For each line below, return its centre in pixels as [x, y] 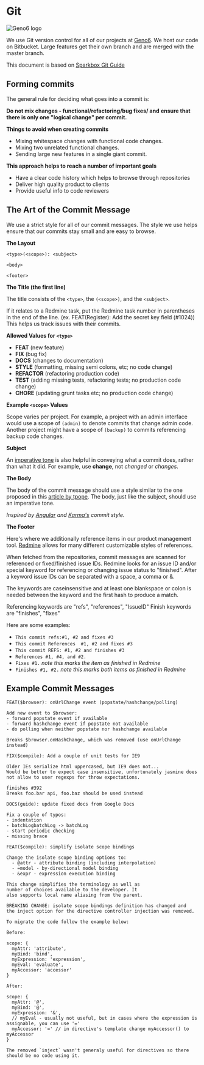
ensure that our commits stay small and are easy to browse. [81, 231]
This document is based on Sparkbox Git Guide [65, 65]
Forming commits [40, 84]
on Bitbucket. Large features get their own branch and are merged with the [100, 46]
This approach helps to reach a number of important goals [82, 166]
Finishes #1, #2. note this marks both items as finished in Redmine [100, 669]
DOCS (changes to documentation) [59, 360]
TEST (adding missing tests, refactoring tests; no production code [98, 380]
